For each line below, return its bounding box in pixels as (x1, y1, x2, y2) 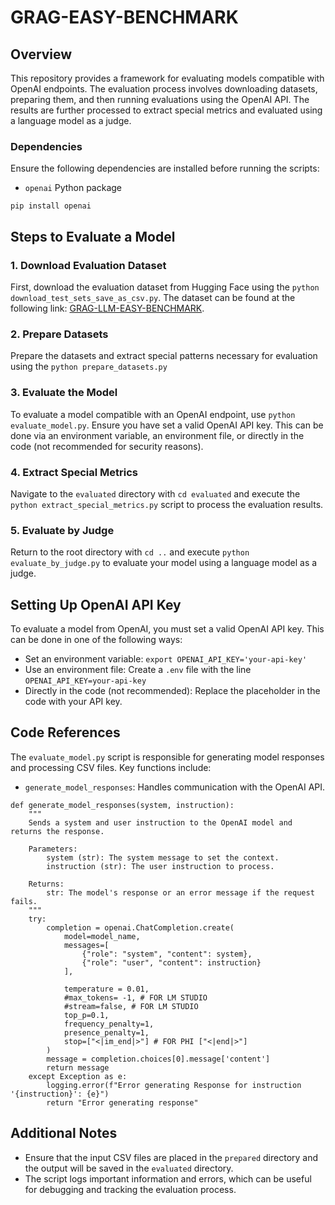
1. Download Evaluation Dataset (10, 258, 167, 272)
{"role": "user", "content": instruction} (81, 957, 262, 968)
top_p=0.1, (63, 1010, 110, 1020)
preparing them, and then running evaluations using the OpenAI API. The (10, 94, 310, 105)
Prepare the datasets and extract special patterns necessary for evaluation (10, 350, 318, 362)
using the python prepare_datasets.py (10, 361, 168, 373)
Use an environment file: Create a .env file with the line (24, 663, 252, 675)
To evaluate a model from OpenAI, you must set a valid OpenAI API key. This (10, 622, 325, 635)
